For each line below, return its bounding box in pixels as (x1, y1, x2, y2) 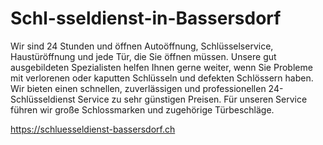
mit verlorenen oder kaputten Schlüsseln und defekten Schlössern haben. (10, 72, 314, 84)
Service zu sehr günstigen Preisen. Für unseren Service (77, 93, 308, 105)
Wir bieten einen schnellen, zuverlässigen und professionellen (10, 82, 267, 94)
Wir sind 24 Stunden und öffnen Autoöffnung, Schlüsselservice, (10, 40, 274, 52)
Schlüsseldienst (10, 93, 76, 105)
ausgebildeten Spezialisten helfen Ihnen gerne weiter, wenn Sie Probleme (10, 61, 313, 73)
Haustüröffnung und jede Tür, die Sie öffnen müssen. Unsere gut (10, 50, 277, 62)
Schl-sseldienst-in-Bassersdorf (10, 7, 282, 30)
